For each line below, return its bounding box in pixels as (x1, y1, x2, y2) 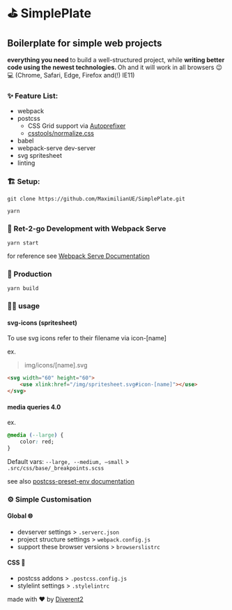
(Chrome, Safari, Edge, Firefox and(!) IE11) (15, 71, 135, 79)
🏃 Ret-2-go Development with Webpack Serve (7, 224, 167, 233)
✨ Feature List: (7, 91, 59, 101)
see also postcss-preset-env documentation (7, 477, 134, 485)
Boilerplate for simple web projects (7, 37, 162, 49)
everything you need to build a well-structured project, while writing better (7, 56, 225, 64)
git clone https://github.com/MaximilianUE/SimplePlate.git (7, 195, 186, 202)
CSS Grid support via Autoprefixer (27, 122, 126, 130)
